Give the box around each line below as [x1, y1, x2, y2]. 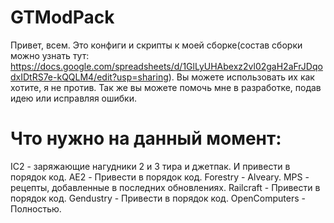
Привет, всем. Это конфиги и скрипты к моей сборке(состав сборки [10, 39, 303, 51]
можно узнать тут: [10, 49, 90, 61]
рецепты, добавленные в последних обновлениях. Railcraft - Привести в [10, 181, 321, 193]
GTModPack [10, 6, 115, 29]
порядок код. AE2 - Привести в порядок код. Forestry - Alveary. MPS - [10, 171, 310, 183]
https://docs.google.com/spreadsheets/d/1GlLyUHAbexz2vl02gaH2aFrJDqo [10, 60, 323, 72]
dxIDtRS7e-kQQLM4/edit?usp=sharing [10, 71, 169, 83]
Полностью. [10, 202, 62, 215]
